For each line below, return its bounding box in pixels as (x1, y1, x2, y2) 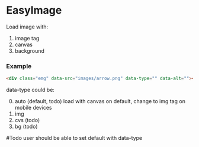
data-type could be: (6, 87, 55, 94)
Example (6, 62, 32, 70)
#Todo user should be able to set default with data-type (6, 135, 143, 142)
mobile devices (14, 104, 52, 111)
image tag (14, 34, 40, 41)
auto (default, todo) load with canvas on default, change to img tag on (14, 98, 185, 105)
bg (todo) (14, 123, 38, 130)
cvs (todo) (14, 117, 40, 124)
